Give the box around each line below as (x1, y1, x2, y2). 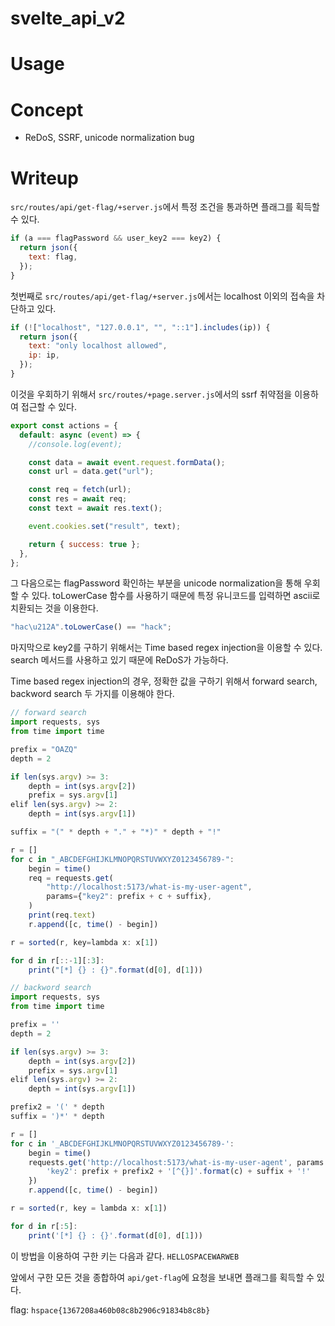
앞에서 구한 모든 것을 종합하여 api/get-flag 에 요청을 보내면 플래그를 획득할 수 (10, 1271, 315, 1283)
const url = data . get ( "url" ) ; (28, 467, 155, 477)
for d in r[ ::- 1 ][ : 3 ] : (10, 955, 105, 966)
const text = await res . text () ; (28, 503, 163, 513)
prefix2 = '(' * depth (10, 1102, 105, 1112)
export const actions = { (10, 420, 118, 431)
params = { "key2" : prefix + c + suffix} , (46, 892, 213, 902)
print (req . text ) (28, 910, 97, 920)
